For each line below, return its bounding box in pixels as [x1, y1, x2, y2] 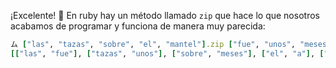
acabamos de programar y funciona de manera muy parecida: [10, 20, 266, 32]
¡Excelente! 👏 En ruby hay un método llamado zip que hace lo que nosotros [10, 10, 320, 21]
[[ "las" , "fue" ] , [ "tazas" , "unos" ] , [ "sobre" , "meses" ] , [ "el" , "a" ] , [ [10, 48, 325, 59]
